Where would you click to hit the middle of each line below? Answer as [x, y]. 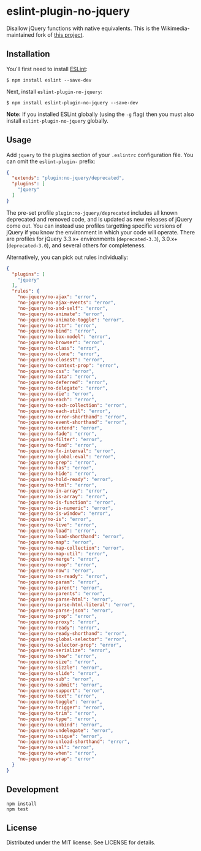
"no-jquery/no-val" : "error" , [56, 748]
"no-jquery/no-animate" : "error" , [61, 314]
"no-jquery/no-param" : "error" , [59, 582]
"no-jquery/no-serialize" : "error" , [64, 651]
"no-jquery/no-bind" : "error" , [57, 331]
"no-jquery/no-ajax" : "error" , [57, 297]
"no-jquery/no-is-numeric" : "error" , [66, 508]
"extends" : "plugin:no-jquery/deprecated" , [68, 178]
